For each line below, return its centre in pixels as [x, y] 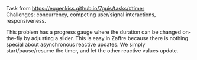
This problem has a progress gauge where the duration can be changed [94, 32]
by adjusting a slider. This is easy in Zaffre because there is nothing [106, 38]
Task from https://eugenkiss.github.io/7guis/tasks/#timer [75, 8]
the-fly [14, 38]
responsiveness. [26, 21]
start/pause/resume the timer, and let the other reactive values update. [92, 51]
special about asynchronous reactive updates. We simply [76, 44]
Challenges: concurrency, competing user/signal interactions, [81, 15]
